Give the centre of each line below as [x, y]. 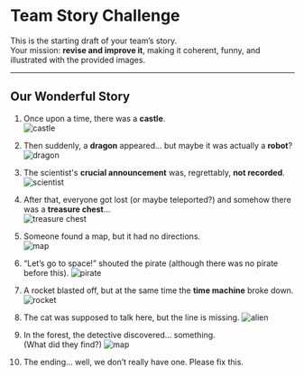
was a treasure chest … [67, 209]
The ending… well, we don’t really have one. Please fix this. [134, 362]
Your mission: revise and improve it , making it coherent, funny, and [135, 50]
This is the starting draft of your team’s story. [94, 41]
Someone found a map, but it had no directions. [112, 236]
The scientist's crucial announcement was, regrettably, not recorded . [154, 172]
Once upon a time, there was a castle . [94, 118]
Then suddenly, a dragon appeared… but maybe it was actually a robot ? [157, 145]
